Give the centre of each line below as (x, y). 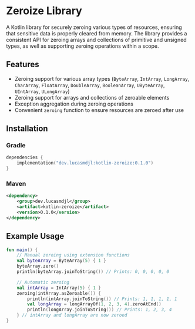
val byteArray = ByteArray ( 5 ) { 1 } (62, 261)
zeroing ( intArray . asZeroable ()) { (59, 293)
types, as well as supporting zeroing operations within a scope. (83, 46)
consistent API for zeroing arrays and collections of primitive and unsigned (96, 40)
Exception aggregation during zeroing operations (74, 104)
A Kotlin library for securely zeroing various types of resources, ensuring (94, 27)
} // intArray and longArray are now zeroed (72, 315)
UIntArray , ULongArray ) (42, 91)
